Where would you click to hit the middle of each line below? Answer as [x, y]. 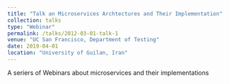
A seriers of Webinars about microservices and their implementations [108, 72]
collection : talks [34, 20]
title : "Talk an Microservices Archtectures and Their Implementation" [115, 14]
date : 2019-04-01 [33, 46]
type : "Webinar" [31, 27]
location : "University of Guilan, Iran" [68, 53]
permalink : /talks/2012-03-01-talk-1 [63, 33]
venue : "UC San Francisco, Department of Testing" [83, 40]
